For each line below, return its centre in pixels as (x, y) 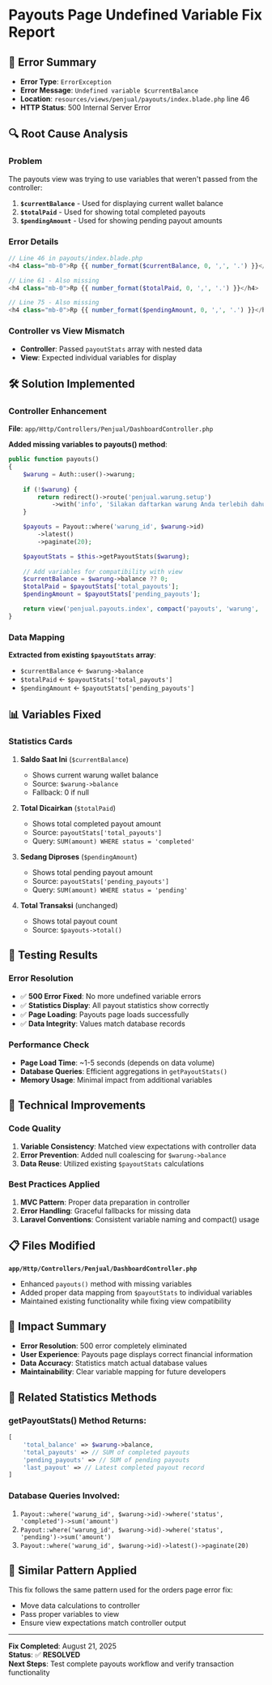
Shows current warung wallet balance (96, 775)
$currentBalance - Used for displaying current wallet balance (122, 203)
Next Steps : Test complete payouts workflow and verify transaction (121, 1664)
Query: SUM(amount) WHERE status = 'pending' (110, 890)
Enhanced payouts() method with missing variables (106, 1283)
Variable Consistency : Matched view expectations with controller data (138, 1146)
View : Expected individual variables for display (98, 357)
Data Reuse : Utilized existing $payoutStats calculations (112, 1163)
